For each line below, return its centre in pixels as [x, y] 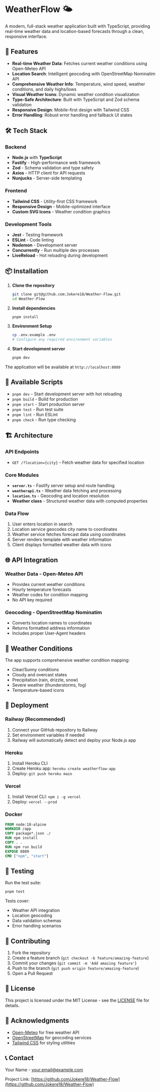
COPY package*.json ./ [28, 833]
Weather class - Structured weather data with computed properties [80, 501]
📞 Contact [19, 1058]
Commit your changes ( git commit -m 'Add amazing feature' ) [74, 963]
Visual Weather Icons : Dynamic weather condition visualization [76, 94]
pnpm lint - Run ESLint [35, 414]
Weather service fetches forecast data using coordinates [69, 535]
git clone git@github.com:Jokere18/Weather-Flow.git [66, 294]
